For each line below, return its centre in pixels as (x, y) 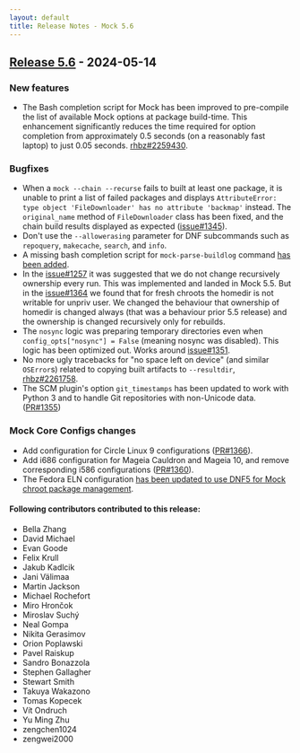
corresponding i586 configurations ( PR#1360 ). (108, 469)
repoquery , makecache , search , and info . (94, 245)
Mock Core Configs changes (73, 431)
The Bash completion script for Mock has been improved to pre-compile (155, 108)
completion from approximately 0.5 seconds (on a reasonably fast (144, 136)
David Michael (49, 538)
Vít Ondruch (44, 710)
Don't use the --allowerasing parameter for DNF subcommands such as (155, 236)
